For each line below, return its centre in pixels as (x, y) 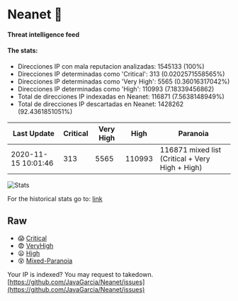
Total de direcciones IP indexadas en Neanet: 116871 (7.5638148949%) (121, 96)
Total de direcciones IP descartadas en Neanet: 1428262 (101, 104)
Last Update (34, 133)
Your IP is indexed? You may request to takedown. (80, 274)
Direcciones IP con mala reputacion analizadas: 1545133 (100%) (111, 66)
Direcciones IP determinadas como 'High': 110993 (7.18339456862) (116, 89)
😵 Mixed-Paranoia (45, 261)
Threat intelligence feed (44, 34)
